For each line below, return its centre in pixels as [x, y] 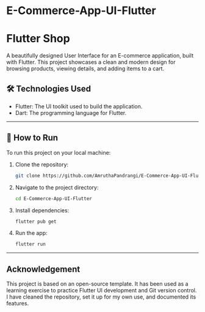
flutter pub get [36, 221]
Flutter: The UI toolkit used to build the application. [79, 106]
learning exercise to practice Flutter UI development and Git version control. [102, 291]
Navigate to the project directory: [57, 187]
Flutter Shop [38, 39]
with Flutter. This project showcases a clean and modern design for [91, 62]
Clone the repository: [42, 164]
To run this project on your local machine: [59, 152]
